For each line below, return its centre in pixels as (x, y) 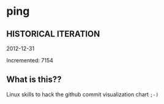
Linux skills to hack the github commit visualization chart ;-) (83, 94)
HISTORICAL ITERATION (53, 34)
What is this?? (34, 80)
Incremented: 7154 (30, 60)
